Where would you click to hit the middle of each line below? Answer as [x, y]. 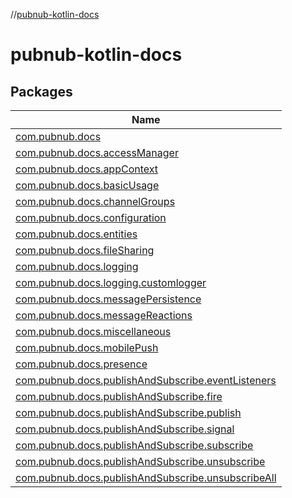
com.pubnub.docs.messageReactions [104, 315]
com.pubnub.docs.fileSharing [85, 250]
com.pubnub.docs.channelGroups [95, 201]
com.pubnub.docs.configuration [91, 217]
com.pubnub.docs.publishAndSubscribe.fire [119, 396]
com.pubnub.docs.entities [76, 234]
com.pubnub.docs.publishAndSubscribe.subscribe [134, 445]
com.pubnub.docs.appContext [87, 169]
